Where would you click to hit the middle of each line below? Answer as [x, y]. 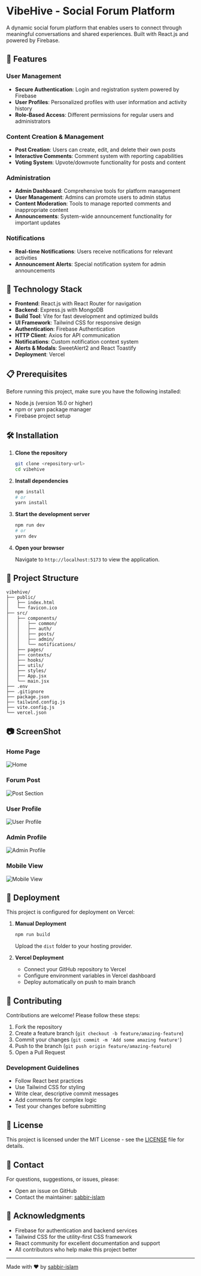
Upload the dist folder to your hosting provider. [74, 946]
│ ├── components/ [32, 618]
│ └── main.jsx [28, 681]
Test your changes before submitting [60, 1107]
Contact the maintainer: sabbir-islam [60, 1197]
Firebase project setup [42, 416]
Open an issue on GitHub [46, 1191]
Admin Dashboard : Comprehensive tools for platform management [98, 191]
